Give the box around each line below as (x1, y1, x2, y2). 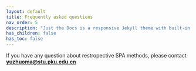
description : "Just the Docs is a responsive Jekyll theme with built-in (6, 25, 191, 31)
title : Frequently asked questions (6, 14, 93, 20)
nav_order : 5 (6, 19, 38, 25)
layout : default (6, 8, 46, 15)
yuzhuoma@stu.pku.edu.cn (6, 58, 76, 65)
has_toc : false (6, 36, 43, 42)
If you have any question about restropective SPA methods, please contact (6, 52, 187, 59)
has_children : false (6, 31, 57, 36)
